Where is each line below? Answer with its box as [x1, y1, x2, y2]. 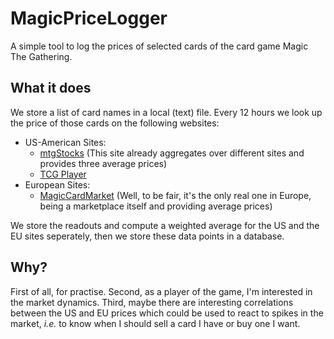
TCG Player [39, 168, 87, 180]
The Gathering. [10, 50, 73, 62]
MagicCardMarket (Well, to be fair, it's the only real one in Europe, [39, 189, 312, 201]
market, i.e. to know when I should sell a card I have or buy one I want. [10, 317, 301, 329]
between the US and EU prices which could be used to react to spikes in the [10, 307, 324, 319]
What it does [10, 80, 92, 97]
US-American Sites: [24, 136, 107, 148]
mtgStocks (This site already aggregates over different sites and [39, 147, 305, 159]
